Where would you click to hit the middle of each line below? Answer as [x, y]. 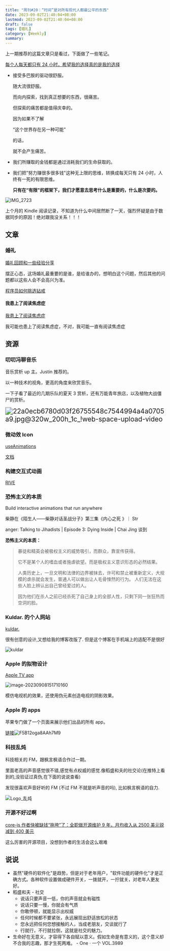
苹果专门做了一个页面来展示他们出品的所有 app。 [57, 722]
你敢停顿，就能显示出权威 [47, 911]
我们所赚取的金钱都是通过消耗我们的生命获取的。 [64, 162]
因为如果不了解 [28, 118]
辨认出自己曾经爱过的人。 [62, 586]
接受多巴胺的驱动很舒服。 [39, 75]
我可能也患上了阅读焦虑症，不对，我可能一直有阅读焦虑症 [65, 326]
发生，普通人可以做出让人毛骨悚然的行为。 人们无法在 [101, 579]
